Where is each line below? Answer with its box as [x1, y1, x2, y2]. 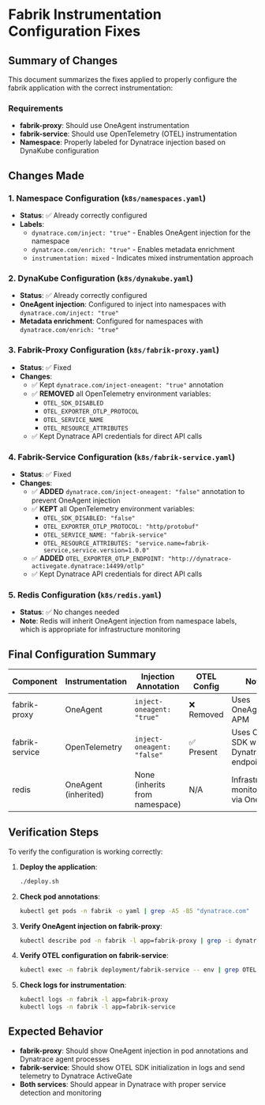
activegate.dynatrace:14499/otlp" [31, 562, 145, 570]
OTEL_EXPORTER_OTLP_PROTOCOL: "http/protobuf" [43, 522, 200, 530]
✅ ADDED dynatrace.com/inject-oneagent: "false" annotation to [31, 486, 245, 496]
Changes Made [8, 168, 84, 183]
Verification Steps [8, 826, 99, 839]
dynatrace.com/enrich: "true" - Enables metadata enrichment [31, 244, 235, 254]
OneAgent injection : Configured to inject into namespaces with [19, 300, 226, 309]
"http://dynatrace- [168, 555, 233, 563]
